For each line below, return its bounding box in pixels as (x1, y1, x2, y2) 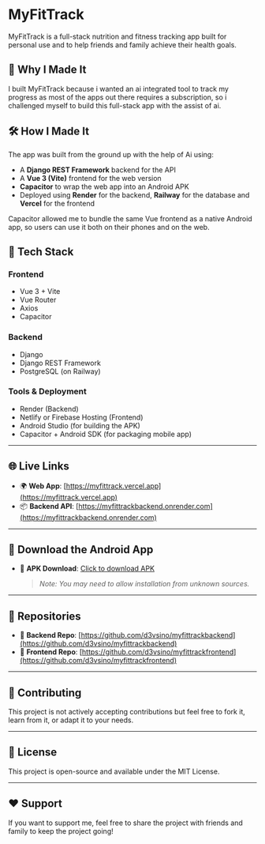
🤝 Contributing (8, 686, 82, 699)
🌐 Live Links (8, 460, 69, 473)
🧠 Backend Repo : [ (19, 631, 81, 640)
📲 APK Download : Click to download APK (19, 563, 155, 574)
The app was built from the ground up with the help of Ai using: (8, 149, 215, 159)
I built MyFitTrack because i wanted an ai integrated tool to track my (8, 84, 229, 93)
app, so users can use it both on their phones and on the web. (8, 222, 211, 232)
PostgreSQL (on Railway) (19, 366, 101, 376)
